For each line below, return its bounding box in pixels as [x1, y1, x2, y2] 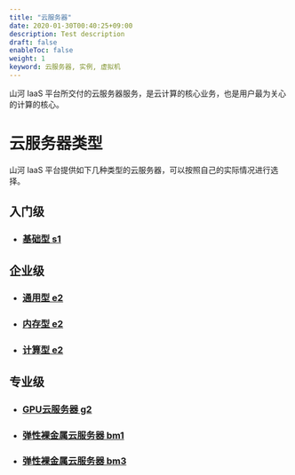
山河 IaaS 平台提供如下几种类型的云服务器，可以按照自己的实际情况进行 [9, 164, 271, 175]
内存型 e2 [21, 318, 64, 330]
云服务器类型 [9, 134, 104, 154]
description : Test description [9, 29, 125, 38]
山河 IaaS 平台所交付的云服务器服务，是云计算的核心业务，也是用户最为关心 [9, 88, 287, 99]
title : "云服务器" [9, 12, 73, 22]
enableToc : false [9, 46, 74, 55]
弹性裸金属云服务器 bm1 [21, 429, 124, 441]
